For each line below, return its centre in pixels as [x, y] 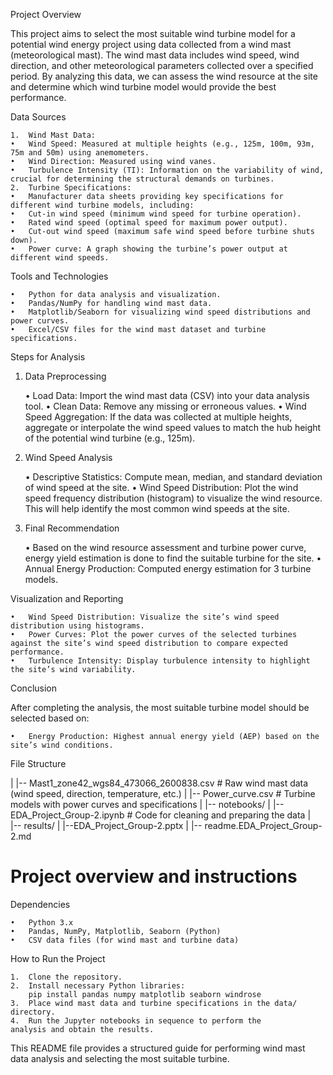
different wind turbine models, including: [102, 205]
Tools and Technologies [59, 276]
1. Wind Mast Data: [53, 135]
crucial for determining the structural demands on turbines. [142, 179]
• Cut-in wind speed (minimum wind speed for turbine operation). [156, 214]
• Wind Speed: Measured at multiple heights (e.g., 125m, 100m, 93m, [162, 144]
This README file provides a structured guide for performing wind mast [158, 1048]
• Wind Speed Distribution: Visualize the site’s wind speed [145, 617]
